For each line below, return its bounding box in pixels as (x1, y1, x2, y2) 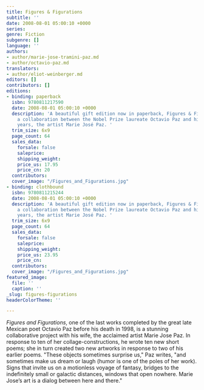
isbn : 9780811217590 (12, 99, 64, 105)
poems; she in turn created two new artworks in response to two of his (6, 344, 183, 352)
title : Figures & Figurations (6, 9, 83, 15)
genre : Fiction (6, 32, 45, 38)
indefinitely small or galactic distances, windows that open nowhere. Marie (6, 371, 193, 378)
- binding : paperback (6, 94, 61, 100)
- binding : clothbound (6, 184, 64, 190)
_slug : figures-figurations (6, 291, 78, 298)
